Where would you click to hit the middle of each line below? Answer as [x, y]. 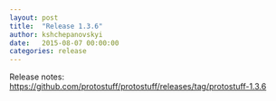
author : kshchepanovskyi [56, 34]
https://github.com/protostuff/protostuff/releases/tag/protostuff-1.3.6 [138, 87]
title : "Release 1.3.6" [56, 26]
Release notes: [37, 77]
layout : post [34, 18]
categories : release [48, 51]
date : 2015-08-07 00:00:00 [64, 43]
